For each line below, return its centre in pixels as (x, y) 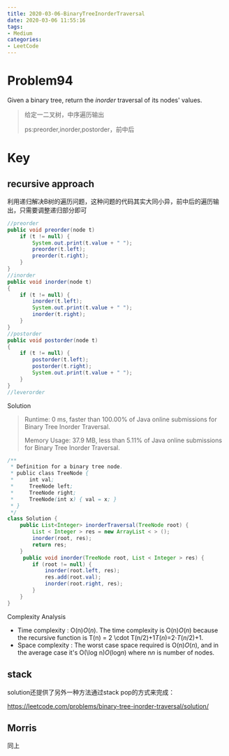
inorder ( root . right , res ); (84, 584)
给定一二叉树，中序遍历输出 (64, 114)
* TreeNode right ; (43, 493)
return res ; (50, 545)
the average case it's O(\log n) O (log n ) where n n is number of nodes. (116, 652)
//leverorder (26, 392)
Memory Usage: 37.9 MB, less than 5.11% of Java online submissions (123, 440)
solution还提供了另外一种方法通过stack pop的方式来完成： (91, 692)
